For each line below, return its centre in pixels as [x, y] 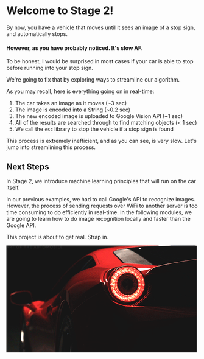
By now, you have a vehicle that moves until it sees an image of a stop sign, [101, 27]
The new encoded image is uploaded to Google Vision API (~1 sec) [99, 116]
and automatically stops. [37, 33]
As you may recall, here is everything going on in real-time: [80, 91]
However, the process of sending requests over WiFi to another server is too [102, 206]
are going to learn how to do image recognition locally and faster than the [98, 218]
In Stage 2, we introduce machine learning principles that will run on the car [101, 181]
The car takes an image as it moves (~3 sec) [71, 103]
